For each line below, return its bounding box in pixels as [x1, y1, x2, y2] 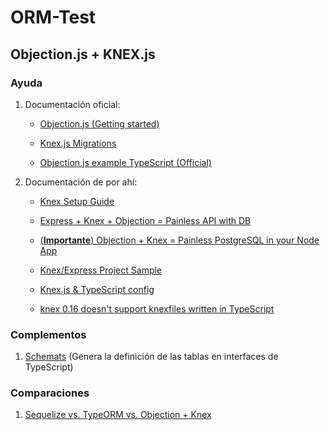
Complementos [10, 327, 87, 341]
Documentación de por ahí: [24, 176, 138, 188]
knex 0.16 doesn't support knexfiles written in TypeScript [39, 302, 275, 315]
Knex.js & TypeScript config [39, 283, 155, 295]
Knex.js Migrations [39, 137, 117, 149]
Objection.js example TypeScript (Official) [39, 156, 212, 168]
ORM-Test [10, 6, 97, 29]
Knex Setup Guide [39, 195, 115, 207]
